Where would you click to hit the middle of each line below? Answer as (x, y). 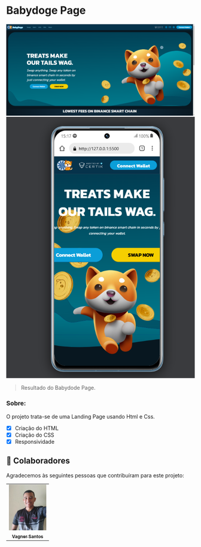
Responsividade (35, 441)
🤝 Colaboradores (38, 461)
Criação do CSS (35, 435)
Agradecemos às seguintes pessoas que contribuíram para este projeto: (95, 475)
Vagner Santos (28, 537)
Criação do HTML (36, 428)
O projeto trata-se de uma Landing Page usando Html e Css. (81, 416)
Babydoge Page (46, 10)
